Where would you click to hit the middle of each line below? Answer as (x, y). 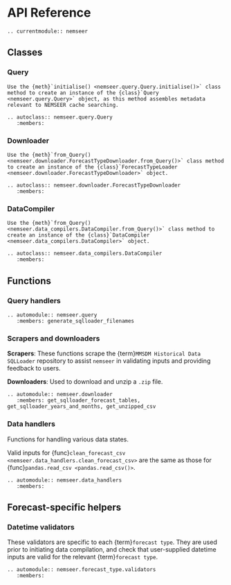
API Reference (49, 13)
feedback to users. (34, 368)
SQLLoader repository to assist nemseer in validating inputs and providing (109, 361)
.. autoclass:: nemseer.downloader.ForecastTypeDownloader (94, 185)
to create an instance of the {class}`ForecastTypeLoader (92, 167)
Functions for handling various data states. (68, 439)
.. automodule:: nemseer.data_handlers (65, 480)
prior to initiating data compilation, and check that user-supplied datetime (112, 550)
